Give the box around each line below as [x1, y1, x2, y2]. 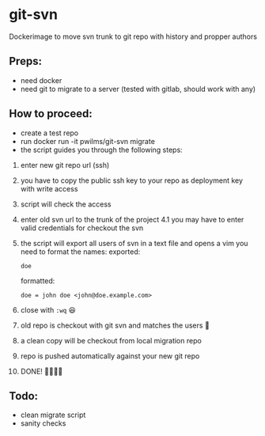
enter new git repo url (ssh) [20, 160, 110, 169]
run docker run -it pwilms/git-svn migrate [20, 136, 155, 146]
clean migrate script [20, 410, 86, 420]
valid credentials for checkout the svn [20, 223, 144, 233]
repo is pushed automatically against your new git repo [20, 351, 200, 361]
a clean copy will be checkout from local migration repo [20, 336, 203, 345]
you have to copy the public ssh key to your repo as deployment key [20, 176, 244, 185]
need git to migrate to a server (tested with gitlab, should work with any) [20, 84, 256, 93]
